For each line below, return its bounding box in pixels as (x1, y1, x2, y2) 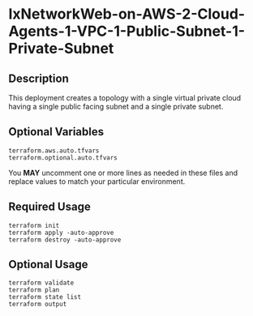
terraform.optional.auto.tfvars (8, 153, 118, 162)
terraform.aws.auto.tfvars (8, 147, 100, 155)
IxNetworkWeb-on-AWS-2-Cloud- (8, 5, 246, 23)
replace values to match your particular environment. (8, 176, 186, 186)
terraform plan (8, 286, 60, 294)
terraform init (8, 221, 60, 229)
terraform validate (8, 279, 75, 288)
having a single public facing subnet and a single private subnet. (8, 102, 224, 111)
